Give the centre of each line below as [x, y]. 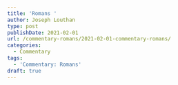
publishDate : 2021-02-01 [43, 33]
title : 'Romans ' [32, 13]
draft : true [24, 71]
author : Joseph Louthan [41, 20]
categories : [24, 45]
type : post [23, 26]
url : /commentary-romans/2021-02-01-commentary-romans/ [89, 39]
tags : [15, 58]
